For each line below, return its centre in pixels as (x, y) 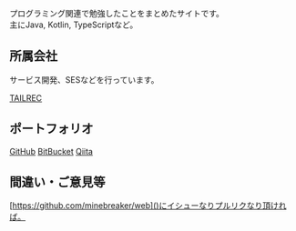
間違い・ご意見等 (57, 182)
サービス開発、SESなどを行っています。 (84, 79)
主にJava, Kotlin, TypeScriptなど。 (74, 25)
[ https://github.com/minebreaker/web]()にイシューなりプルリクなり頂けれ (148, 206)
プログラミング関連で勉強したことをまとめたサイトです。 (117, 13)
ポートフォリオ (51, 129)
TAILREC (26, 97)
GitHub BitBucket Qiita (51, 151)
